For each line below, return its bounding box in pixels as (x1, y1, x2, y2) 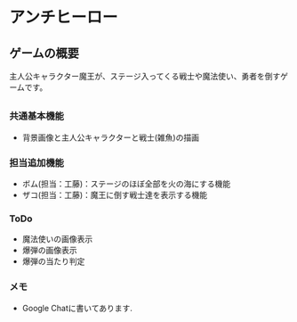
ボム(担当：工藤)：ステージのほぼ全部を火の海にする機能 (21, 178, 231, 189)
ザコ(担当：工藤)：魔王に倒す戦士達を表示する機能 (21, 190, 208, 201)
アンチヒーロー (9, 7, 118, 28)
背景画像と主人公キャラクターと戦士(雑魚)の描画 (21, 132, 200, 143)
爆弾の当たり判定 (21, 256, 85, 267)
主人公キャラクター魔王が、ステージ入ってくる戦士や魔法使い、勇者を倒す (9, 71, 281, 81)
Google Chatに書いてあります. (21, 302, 133, 313)
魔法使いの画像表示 (21, 234, 93, 244)
